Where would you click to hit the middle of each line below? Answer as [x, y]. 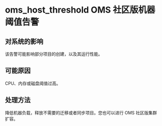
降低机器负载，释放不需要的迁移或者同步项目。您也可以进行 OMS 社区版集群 [81, 112]
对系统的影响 [24, 41]
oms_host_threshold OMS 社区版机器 [80, 10]
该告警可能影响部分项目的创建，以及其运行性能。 [54, 54]
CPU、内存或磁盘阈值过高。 [33, 83]
